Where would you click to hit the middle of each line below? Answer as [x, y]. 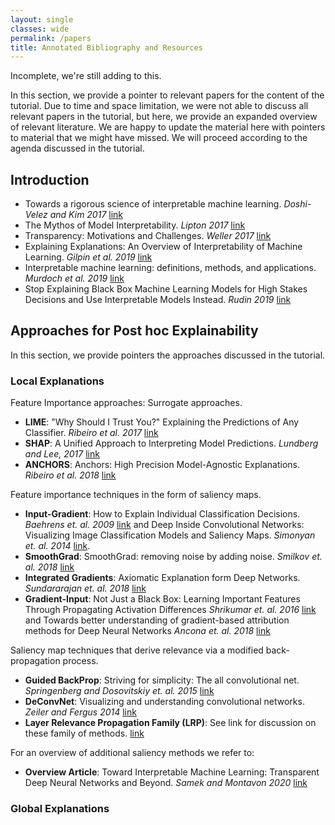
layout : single [42, 19]
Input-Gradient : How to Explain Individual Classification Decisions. [162, 514]
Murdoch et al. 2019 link [74, 278]
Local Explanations [57, 381]
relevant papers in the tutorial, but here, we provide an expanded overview [164, 117]
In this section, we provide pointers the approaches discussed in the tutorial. [168, 355]
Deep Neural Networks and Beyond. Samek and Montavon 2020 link [166, 783]
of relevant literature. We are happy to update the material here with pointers [168, 127]
